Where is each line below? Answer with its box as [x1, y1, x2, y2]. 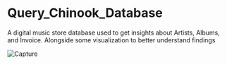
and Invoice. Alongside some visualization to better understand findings [7, 35, 216, 44]
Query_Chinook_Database [7, 5, 164, 21]
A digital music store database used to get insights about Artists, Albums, [7, 28, 220, 37]
